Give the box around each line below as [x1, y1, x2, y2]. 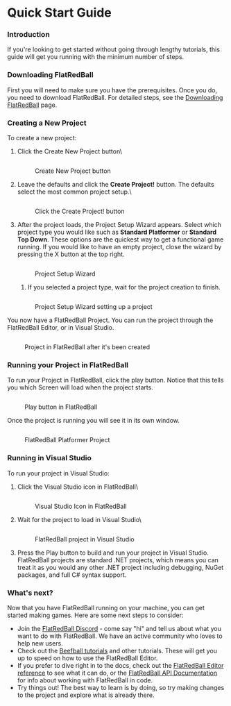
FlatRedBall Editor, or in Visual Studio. [7, 323, 114, 332]
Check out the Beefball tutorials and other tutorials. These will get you [17, 646, 217, 655]
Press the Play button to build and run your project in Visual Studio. [17, 548, 209, 557]
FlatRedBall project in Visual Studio [34, 535, 135, 543]
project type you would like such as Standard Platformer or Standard [17, 228, 217, 237]
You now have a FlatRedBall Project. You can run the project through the [7, 316, 214, 324]
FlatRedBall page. [7, 101, 58, 109]
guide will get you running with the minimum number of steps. [7, 53, 185, 61]
